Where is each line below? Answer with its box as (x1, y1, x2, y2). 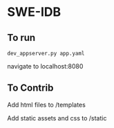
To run (7, 32, 36, 44)
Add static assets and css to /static (7, 113, 107, 122)
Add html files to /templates (7, 100, 86, 109)
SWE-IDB (7, 4, 61, 20)
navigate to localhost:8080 (7, 62, 84, 70)
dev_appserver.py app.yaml (7, 50, 85, 57)
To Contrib (7, 82, 54, 94)
